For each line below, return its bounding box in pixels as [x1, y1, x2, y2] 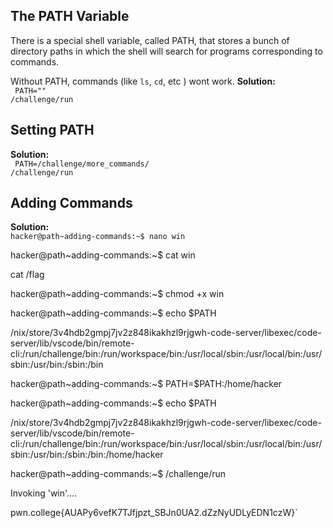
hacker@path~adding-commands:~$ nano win [10, 232, 186, 242]
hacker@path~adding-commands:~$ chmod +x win [10, 288, 225, 300]
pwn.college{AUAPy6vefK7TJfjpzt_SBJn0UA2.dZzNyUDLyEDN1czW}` [10, 507, 298, 519]
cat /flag [10, 269, 45, 281]
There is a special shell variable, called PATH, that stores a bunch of [10, 34, 290, 46]
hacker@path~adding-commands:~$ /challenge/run [10, 468, 227, 480]
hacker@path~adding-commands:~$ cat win [10, 249, 196, 261]
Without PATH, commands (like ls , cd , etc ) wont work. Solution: [10, 75, 276, 87]
